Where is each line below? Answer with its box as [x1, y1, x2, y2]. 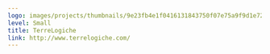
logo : [7, 11, 26, 20]
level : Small [7, 19, 52, 27]
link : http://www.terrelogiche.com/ [7, 33, 131, 42]
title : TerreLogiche [7, 26, 77, 34]
